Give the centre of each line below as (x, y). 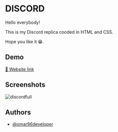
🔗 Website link (20, 69)
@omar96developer (33, 124)
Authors (18, 112)
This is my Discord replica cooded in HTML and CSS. (59, 32)
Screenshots (25, 85)
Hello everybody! (23, 22)
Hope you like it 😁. (25, 41)
